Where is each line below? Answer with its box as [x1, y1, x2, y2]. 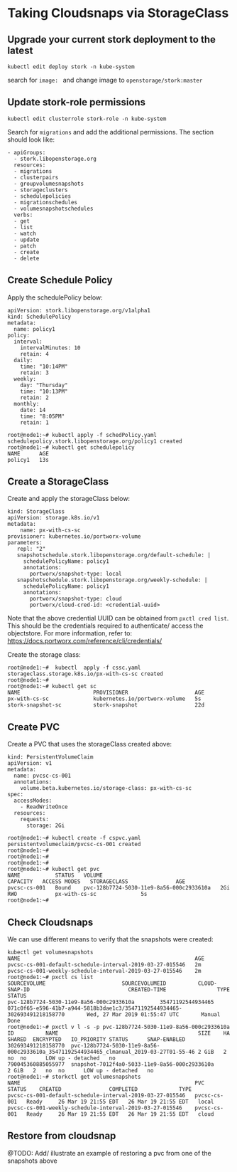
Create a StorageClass [7, 475, 109, 488]
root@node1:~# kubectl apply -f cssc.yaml [7, 664, 141, 672]
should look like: [7, 135, 55, 144]
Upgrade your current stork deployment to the [7, 33, 216, 46]
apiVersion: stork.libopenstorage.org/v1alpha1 [7, 307, 151, 314]
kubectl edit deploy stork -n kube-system [7, 63, 135, 70]
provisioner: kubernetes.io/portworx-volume [7, 533, 141, 540]
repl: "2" [16, 546, 46, 553]
